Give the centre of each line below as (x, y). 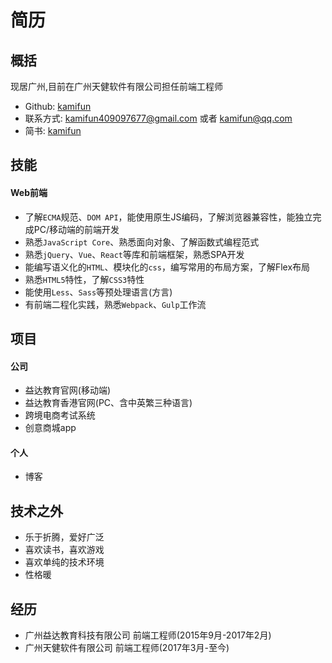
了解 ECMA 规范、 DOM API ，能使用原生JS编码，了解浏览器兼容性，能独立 (168, 217)
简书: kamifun (53, 130)
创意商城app (50, 428)
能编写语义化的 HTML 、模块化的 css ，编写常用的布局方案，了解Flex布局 (167, 267)
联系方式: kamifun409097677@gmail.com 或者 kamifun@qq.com (158, 118)
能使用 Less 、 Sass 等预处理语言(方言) (98, 292)
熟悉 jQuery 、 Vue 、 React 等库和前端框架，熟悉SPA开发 (134, 254)
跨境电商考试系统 (60, 415)
